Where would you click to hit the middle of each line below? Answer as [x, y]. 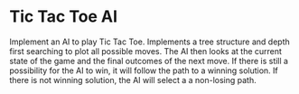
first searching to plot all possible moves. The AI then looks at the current [146, 51]
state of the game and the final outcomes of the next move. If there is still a [149, 61]
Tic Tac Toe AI [64, 17]
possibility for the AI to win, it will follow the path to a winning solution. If [144, 70]
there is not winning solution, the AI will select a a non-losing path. [133, 80]
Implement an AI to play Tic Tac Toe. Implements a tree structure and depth [150, 42]
